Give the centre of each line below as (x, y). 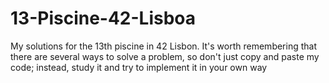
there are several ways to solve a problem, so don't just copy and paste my (165, 56)
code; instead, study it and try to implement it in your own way (139, 67)
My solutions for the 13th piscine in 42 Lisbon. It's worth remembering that (164, 46)
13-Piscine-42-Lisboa (103, 18)
